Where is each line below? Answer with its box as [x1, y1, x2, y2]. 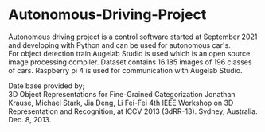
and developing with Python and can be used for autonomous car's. [8, 40, 231, 49]
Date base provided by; [8, 81, 85, 91]
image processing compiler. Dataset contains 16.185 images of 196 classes [8, 57, 252, 67]
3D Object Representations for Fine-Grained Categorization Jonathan [8, 89, 236, 99]
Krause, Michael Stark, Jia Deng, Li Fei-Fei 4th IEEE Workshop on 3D [8, 98, 234, 107]
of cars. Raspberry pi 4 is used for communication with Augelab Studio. [8, 65, 243, 75]
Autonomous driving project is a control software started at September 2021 [8, 32, 258, 41]
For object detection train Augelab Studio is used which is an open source [8, 49, 251, 58]
